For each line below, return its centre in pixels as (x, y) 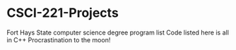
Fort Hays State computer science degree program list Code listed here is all (118, 32)
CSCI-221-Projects (63, 13)
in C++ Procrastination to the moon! (59, 39)
